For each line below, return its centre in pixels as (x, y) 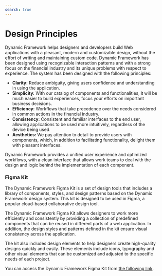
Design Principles (41, 33)
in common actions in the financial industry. (56, 114)
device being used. (31, 129)
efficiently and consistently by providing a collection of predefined (72, 218)
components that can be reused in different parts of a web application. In (78, 223)
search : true (18, 10)
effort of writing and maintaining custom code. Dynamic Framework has (77, 58)
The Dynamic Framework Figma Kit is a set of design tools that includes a (79, 188)
